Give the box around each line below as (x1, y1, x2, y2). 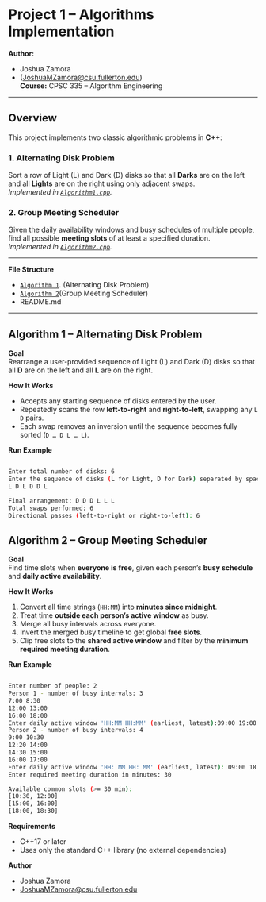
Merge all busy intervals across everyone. (19, 619, 157, 629)
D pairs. (19, 413, 44, 422)
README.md (19, 297, 62, 306)
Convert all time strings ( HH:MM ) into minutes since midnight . (19, 602, 218, 612)
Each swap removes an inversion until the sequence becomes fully (19, 422, 237, 431)
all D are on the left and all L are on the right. (8, 365, 153, 375)
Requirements (8, 822, 56, 831)
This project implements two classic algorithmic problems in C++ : (8, 133, 223, 142)
